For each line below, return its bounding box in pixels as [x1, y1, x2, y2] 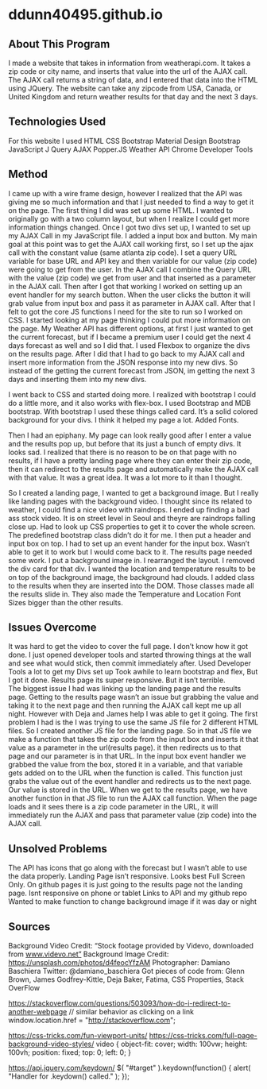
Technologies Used [8, 115, 106, 129]
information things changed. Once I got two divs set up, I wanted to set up [8, 222, 251, 232]
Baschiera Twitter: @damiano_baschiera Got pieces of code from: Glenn [8, 967, 245, 976]
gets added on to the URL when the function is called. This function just [8, 768, 243, 778]
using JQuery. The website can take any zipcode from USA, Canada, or [8, 83, 242, 93]
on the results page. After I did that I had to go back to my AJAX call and [8, 349, 245, 358]
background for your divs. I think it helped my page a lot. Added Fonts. [8, 415, 239, 424]
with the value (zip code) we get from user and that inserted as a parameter [8, 272, 256, 283]
